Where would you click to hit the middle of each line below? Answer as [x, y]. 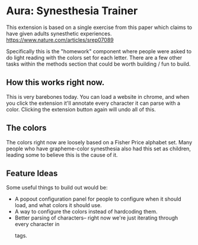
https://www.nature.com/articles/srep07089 [60, 40]
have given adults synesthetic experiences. [59, 33]
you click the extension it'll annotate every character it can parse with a [93, 103]
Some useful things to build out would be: [57, 188]
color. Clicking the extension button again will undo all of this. [81, 109]
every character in [37, 224]
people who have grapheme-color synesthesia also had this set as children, [99, 149]
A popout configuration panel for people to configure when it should [98, 199]
